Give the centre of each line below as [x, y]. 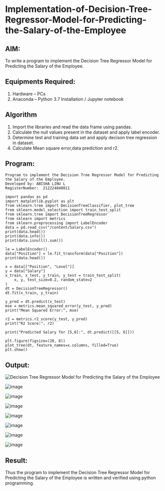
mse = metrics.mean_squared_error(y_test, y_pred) [59, 306]
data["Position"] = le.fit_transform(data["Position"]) [64, 254]
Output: [17, 365]
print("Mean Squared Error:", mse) [42, 310]
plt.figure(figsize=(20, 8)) [35, 341]
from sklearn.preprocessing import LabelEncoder [56, 223]
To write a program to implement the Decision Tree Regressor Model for [79, 61]
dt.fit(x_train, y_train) [32, 293]
